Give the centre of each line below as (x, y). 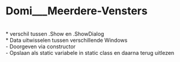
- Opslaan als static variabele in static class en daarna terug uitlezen (90, 52)
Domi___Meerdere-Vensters (76, 11)
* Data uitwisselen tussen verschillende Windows (67, 40)
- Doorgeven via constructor (41, 46)
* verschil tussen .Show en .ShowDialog (55, 33)
